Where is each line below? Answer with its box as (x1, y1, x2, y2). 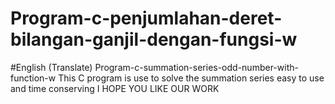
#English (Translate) (10, 61, 93, 73)
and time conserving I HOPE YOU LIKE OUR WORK (10, 82, 220, 94)
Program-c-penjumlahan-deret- (10, 7, 283, 30)
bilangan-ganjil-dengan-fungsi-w (10, 28, 298, 51)
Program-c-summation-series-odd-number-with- (94, 61, 299, 73)
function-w (10, 72, 57, 84)
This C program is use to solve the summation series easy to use (58, 72, 325, 84)
